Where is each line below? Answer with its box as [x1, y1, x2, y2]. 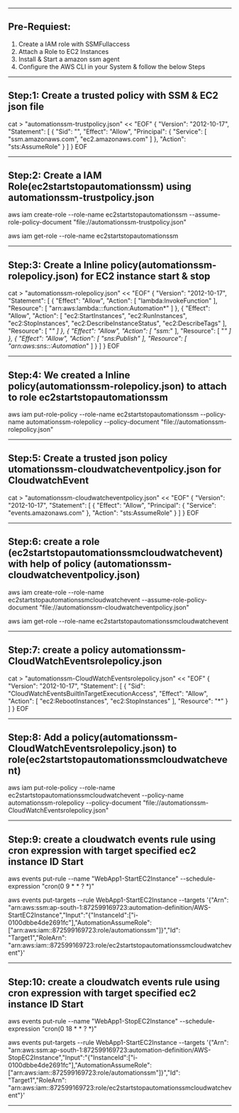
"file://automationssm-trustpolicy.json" [73, 218, 187, 227]
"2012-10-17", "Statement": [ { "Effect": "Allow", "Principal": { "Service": [8, 501, 217, 509]
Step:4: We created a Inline [8, 369, 130, 381]
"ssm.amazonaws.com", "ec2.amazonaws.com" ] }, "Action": [8, 134, 187, 143]
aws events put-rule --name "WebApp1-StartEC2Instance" [8, 874, 179, 883]
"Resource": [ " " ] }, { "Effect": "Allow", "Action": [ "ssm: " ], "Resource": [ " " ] [8, 327, 231, 335]
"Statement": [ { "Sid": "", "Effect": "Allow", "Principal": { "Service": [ [8, 127, 207, 136]
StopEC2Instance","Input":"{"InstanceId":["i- [8, 1053, 138, 1062]
